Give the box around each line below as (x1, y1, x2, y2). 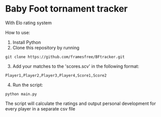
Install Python (12, 39, 41, 45)
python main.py (5, 91, 37, 96)
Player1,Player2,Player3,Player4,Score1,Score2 (5, 73, 107, 78)
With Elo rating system (5, 20, 52, 26)
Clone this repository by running (12, 44, 79, 50)
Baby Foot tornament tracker (5, 3, 128, 15)
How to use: (5, 29, 30, 35)
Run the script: (12, 82, 43, 88)
